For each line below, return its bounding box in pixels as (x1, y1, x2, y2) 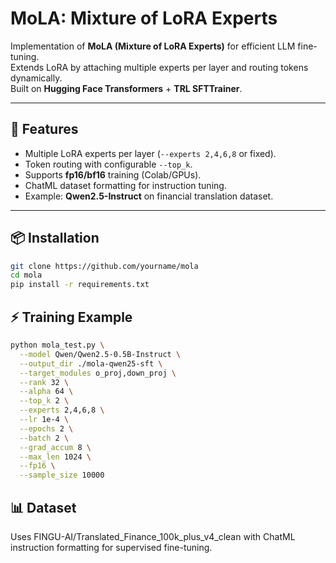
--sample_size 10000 (19, 470, 105, 481)
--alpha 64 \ (19, 387, 74, 397)
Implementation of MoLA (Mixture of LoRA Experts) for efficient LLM (10, 40, 296, 52)
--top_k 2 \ (19, 396, 70, 406)
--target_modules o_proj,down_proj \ (19, 368, 177, 378)
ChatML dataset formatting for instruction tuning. (24, 179, 227, 191)
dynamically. (10, 72, 63, 84)
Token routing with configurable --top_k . (24, 158, 193, 170)
